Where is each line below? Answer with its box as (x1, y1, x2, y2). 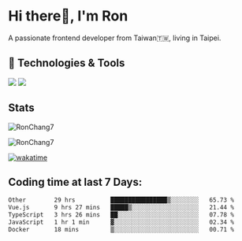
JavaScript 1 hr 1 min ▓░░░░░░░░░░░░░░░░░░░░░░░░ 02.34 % (8, 218, 235, 226)
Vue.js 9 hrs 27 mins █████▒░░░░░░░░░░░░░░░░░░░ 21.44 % (8, 204, 235, 212)
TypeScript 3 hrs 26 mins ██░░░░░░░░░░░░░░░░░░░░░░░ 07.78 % (8, 211, 235, 219)
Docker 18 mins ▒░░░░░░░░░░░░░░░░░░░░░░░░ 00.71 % (8, 225, 235, 233)
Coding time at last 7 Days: (8, 175, 143, 188)
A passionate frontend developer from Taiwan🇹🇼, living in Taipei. (8, 33, 222, 43)
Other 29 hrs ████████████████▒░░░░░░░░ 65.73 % (8, 196, 235, 204)
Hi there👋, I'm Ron (8, 7, 128, 25)
